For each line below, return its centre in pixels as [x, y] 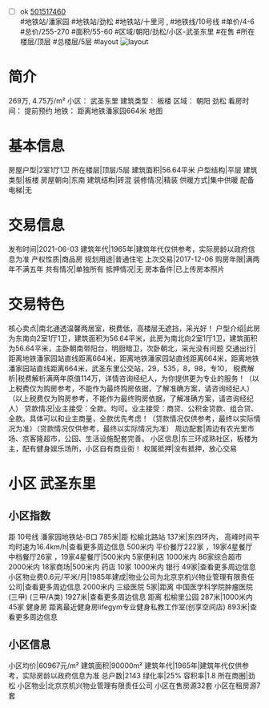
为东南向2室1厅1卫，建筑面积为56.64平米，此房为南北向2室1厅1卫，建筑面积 [133, 338]
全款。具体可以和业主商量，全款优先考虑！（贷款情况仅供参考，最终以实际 [131, 418]
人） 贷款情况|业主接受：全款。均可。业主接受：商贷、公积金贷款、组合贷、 [133, 408]
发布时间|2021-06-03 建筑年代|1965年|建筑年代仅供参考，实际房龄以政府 [128, 249]
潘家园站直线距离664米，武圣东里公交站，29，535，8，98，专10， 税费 [128, 368]
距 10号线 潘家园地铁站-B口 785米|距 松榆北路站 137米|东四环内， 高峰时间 [131, 536]
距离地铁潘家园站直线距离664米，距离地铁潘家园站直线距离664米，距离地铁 [134, 358]
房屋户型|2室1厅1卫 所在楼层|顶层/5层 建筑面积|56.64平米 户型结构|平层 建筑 [133, 170]
